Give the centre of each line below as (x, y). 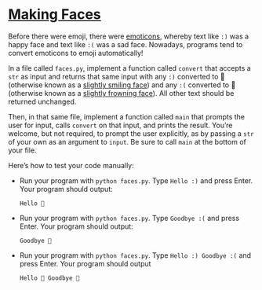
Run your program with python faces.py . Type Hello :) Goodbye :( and (135, 255)
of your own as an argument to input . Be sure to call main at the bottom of (127, 141)
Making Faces (55, 15)
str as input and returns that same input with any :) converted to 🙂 (116, 76)
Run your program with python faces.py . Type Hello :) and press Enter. (136, 180)
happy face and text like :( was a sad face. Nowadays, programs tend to (126, 44)
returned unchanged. (42, 101)
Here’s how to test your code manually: (71, 165)
